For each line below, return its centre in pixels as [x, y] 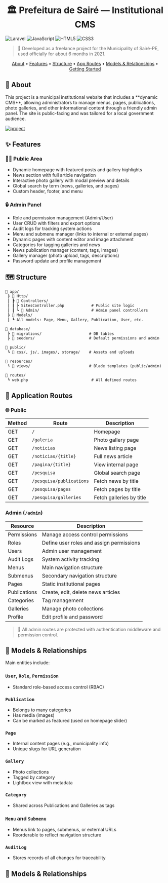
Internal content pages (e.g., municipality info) [61, 744]
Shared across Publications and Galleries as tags [64, 805]
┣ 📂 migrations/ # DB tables [61, 334]
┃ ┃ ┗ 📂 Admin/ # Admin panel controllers [78, 311]
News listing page [115, 448]
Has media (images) [33, 715]
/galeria [43, 440]
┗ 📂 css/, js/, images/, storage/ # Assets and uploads [71, 352]
